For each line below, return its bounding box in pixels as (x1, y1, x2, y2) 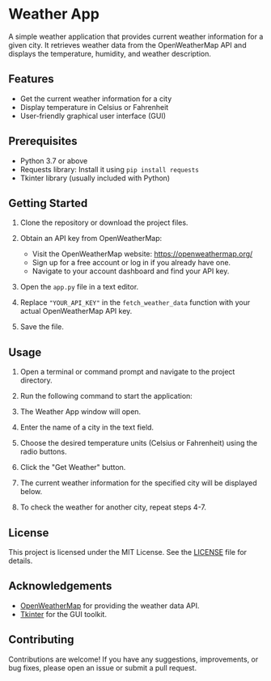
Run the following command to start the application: (19, 391, 193, 401)
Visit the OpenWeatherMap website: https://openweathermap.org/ (32, 249, 253, 259)
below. (19, 487, 43, 497)
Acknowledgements (8, 579, 112, 593)
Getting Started (8, 196, 88, 210)
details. (8, 556, 33, 565)
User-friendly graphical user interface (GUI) (19, 111, 167, 121)
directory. (19, 375, 53, 385)
